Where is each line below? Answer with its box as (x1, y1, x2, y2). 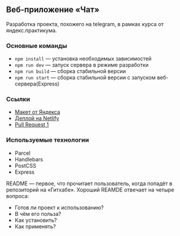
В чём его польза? (14, 210, 61, 217)
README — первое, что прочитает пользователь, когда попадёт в (6, 180, 173, 187)
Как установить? (14, 216, 57, 224)
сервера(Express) (14, 80, 60, 88)
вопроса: (6, 192, 30, 199)
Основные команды (6, 42, 67, 50)
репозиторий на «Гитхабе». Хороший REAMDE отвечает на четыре (6, 186, 175, 193)
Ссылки (6, 95, 31, 103)
